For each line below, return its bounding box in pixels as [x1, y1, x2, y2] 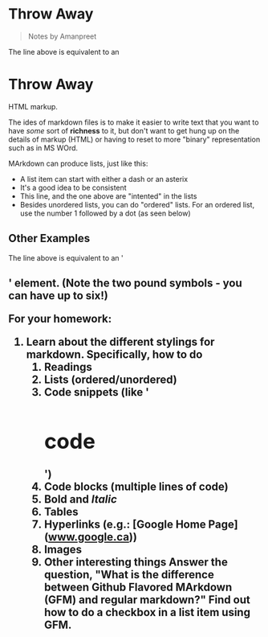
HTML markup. [8, 101, 59, 111]
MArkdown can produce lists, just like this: [8, 158, 148, 168]
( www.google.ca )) [43, 530, 138, 544]
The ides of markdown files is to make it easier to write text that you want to [8, 117, 259, 127]
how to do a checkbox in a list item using [43, 606, 251, 619]
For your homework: [8, 312, 112, 326]
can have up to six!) [8, 289, 108, 302]
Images [43, 543, 83, 556]
